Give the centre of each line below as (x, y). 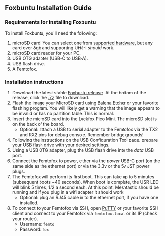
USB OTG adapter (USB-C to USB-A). (50, 58)
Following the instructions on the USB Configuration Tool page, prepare (85, 140)
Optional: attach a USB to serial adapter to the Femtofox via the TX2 (89, 129)
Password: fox (34, 229)
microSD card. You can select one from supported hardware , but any (82, 43)
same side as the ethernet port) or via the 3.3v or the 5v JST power (81, 166)
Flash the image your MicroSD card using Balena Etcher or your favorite (85, 103)
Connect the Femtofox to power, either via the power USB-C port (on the (86, 161)
